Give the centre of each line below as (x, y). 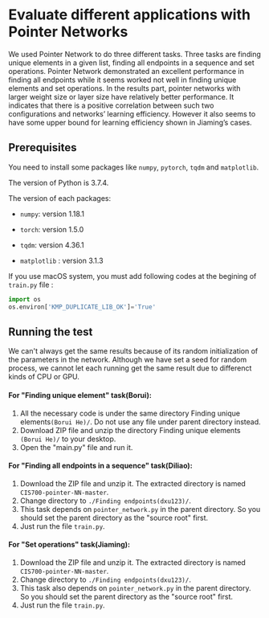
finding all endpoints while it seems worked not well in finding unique (122, 80)
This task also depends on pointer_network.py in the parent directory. (135, 587)
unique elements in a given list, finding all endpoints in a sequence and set (131, 63)
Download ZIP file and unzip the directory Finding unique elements (130, 430)
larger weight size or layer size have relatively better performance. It (121, 96)
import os (25, 299)
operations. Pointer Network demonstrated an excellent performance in (126, 71)
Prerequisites (43, 147)
